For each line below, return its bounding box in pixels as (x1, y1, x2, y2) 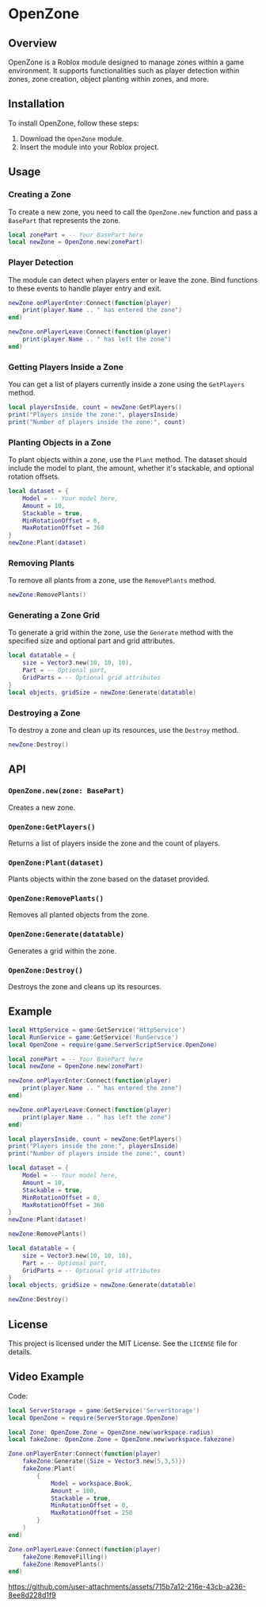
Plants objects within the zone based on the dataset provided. (8, 874, 210, 884)
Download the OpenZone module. (19, 133, 124, 143)
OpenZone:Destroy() (8, 965, 83, 975)
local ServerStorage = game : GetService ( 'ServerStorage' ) (8, 1406, 200, 1414)
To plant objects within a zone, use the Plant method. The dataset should (8, 455, 248, 464)
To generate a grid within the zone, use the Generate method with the (8, 628, 234, 638)
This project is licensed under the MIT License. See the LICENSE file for (8, 1339, 237, 1348)
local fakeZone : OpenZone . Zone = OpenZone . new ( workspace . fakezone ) (8, 1436, 236, 1443)
